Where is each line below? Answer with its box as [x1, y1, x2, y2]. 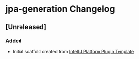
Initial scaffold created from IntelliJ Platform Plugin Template [12, 48, 134, 54]
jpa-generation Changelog [5, 3, 115, 15]
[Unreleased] [5, 23, 47, 31]
